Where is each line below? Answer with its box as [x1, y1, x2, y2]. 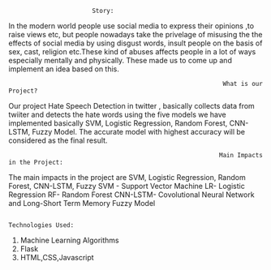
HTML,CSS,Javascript [19, 253, 95, 262]
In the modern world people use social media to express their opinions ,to [8, 21, 254, 31]
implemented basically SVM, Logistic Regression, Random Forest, [8, 118, 228, 128]
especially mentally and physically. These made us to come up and [8, 56, 233, 65]
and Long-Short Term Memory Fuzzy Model [8, 199, 156, 208]
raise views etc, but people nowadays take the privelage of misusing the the [8, 30, 263, 39]
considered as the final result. [8, 135, 108, 145]
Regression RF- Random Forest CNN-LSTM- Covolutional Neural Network [8, 190, 255, 199]
